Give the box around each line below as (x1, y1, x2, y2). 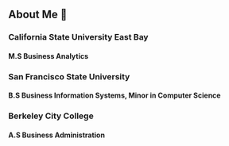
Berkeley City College (8, 110, 94, 121)
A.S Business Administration (8, 130, 106, 140)
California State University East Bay (8, 32, 149, 43)
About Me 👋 (8, 8, 68, 21)
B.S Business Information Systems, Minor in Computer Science (8, 90, 221, 100)
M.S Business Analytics (8, 51, 89, 60)
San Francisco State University (8, 71, 130, 82)
